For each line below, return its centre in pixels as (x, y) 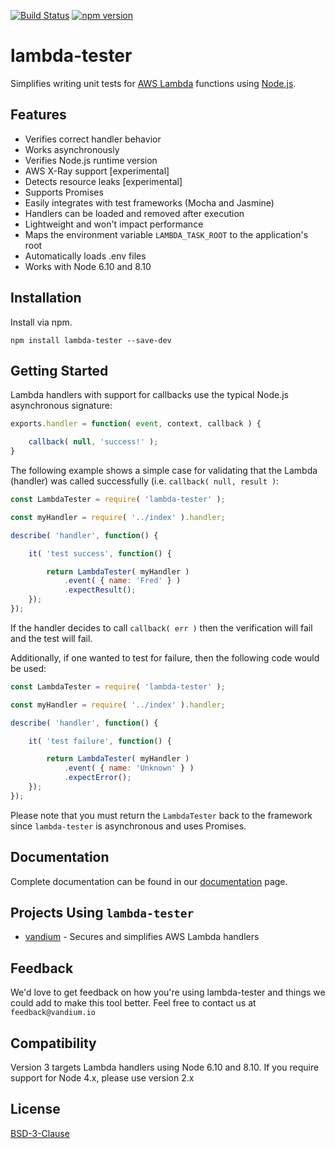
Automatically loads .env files (85, 256)
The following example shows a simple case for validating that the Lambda (164, 470)
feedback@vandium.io (53, 1013)
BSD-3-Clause (40, 1133)
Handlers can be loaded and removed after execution (134, 213)
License (35, 1109)
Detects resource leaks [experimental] (103, 181)
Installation (46, 298)
